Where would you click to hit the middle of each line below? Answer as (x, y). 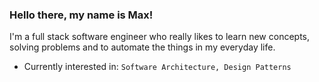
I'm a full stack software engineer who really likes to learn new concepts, (160, 37)
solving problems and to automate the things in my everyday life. (142, 47)
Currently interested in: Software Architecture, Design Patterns (157, 67)
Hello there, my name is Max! (81, 15)
